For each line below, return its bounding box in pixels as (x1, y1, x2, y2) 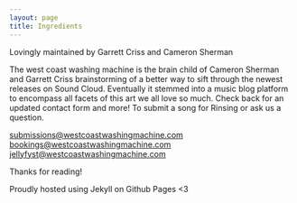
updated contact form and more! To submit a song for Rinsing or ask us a (9, 102, 282, 113)
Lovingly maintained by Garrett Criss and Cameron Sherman (9, 46, 234, 57)
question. (9, 112, 45, 123)
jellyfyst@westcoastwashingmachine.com (9, 148, 166, 159)
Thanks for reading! (9, 166, 83, 177)
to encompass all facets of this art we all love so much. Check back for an (9, 92, 284, 104)
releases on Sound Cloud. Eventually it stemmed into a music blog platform (9, 83, 289, 94)
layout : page (9, 13, 59, 23)
